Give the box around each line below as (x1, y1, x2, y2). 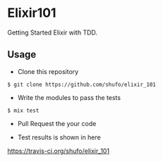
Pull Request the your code (17, 119, 97, 127)
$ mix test (7, 107, 40, 114)
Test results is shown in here (17, 132, 101, 142)
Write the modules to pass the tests (17, 93, 121, 101)
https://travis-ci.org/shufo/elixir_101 (7, 147, 110, 155)
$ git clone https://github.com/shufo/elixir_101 (7, 81, 157, 88)
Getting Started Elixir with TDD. (7, 28, 97, 37)
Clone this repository (17, 67, 79, 75)
